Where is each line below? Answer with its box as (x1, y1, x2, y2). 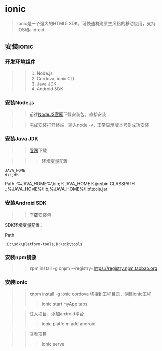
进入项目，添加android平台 (29, 311, 84, 317)
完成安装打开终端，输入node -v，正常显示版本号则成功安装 (29, 122, 149, 128)
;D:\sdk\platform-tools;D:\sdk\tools (5, 241, 83, 247)
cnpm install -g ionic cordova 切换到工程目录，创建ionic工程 (29, 291, 152, 297)
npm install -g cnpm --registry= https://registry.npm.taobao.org (29, 265, 158, 271)
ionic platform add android (41, 321, 96, 327)
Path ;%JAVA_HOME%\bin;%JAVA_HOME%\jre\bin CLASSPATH (5, 181, 135, 187)
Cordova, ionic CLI (36, 75, 75, 81)
